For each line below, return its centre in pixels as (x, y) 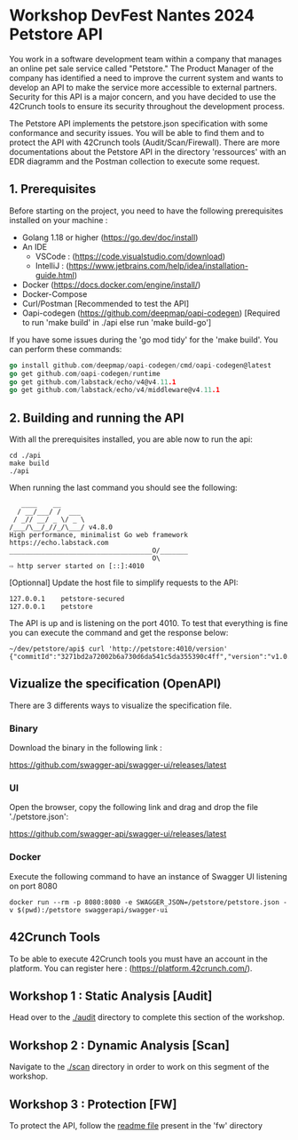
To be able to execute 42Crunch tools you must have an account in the (138, 959)
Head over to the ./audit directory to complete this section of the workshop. (147, 1017)
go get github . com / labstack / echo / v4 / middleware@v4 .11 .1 (114, 390)
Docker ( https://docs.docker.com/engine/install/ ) (111, 285)
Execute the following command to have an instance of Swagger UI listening (149, 876)
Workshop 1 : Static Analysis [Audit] (111, 995)
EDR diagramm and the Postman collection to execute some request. (134, 161)
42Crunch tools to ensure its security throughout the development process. (147, 106)
